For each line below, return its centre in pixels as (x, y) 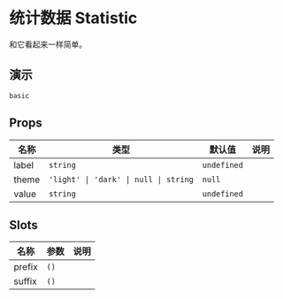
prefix (26, 267)
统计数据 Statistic (73, 18)
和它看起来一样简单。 (48, 44)
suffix (25, 281)
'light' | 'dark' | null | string (121, 179)
